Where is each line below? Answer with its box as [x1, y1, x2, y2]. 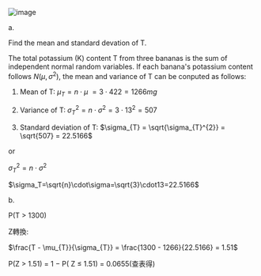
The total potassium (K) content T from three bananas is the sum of [8, 54, 228, 62]
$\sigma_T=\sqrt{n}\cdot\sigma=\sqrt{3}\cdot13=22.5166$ [8, 180, 199, 190]
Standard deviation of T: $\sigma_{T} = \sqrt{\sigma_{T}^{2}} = [19, 123, 225, 132]
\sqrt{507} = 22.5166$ [19, 130, 93, 140]
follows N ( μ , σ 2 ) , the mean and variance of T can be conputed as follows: [8, 70, 247, 81]
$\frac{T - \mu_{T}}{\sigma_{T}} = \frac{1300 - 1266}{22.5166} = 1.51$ [8, 243, 239, 252]
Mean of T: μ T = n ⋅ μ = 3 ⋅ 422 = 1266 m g [19, 87, 157, 98]
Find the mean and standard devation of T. [8, 38, 147, 47]
